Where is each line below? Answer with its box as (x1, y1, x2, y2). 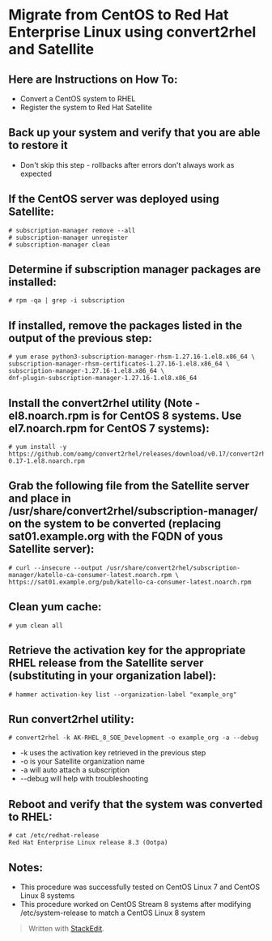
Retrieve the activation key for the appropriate (8, 644, 246, 657)
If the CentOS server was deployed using (8, 192, 220, 206)
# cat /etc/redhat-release (8, 832, 100, 840)
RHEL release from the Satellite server (8, 657, 204, 670)
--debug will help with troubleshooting (19, 774, 149, 784)
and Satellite (8, 41, 95, 58)
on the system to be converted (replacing (8, 517, 221, 531)
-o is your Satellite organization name (19, 756, 146, 767)
